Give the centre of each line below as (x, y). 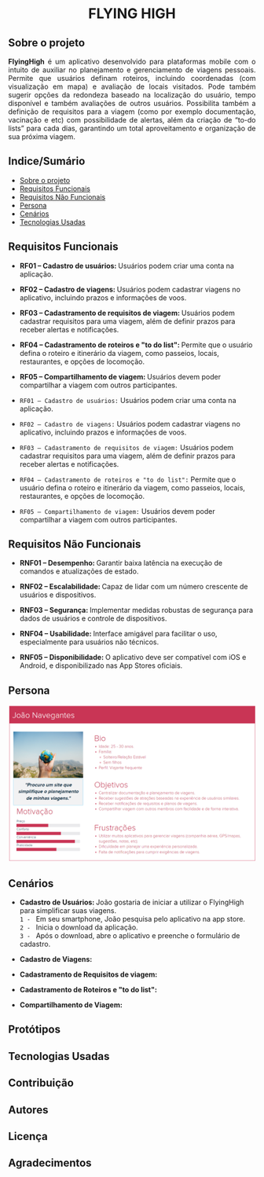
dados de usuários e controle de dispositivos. (93, 618)
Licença (28, 1136)
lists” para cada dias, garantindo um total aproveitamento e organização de (132, 128)
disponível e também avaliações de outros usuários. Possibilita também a (132, 103)
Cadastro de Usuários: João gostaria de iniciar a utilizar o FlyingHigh (132, 902)
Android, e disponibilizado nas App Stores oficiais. (101, 665)
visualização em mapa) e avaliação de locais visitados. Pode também (132, 86)
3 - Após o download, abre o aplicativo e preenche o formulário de (130, 936)
